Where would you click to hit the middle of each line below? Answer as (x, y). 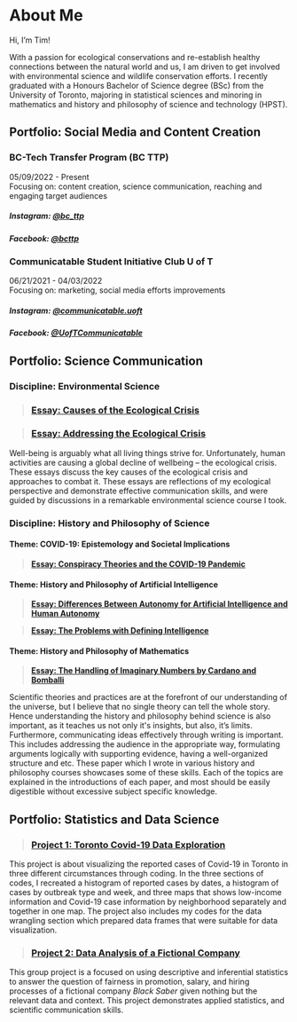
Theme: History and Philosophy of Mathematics (99, 651)
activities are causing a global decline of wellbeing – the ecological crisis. (143, 462)
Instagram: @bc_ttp (47, 216)
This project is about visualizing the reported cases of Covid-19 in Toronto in (149, 864)
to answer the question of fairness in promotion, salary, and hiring (129, 982)
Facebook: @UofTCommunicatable (76, 333)
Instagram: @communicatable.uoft (76, 311)
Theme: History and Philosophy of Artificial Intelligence (114, 584)
